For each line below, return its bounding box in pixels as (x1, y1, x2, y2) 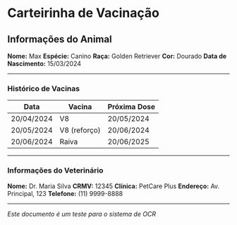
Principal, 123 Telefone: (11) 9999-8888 (7, 189, 123, 197)
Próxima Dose (107, 102, 156, 112)
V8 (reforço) (59, 125, 101, 135)
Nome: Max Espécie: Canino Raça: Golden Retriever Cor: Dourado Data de (7, 52, 227, 60)
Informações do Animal (7, 33, 112, 45)
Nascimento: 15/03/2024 (7, 59, 82, 68)
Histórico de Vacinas (7, 83, 80, 93)
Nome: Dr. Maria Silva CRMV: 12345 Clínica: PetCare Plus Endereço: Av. (7, 182, 220, 190)
